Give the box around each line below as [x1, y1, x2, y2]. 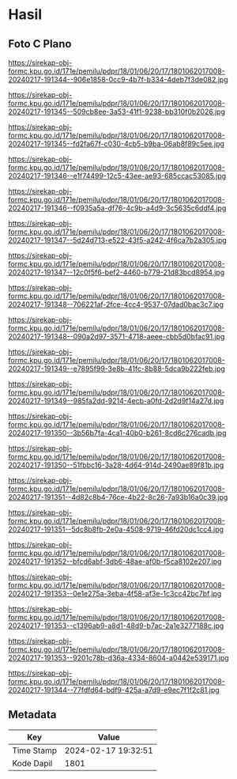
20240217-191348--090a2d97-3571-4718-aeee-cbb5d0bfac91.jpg [8, 332, 225, 341]
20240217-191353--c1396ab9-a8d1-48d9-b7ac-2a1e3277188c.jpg [8, 621, 224, 630]
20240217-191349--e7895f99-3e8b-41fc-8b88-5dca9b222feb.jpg [8, 364, 225, 373]
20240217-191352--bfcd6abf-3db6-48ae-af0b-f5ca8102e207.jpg [8, 557, 222, 566]
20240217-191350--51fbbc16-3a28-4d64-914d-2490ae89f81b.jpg [8, 460, 224, 470]
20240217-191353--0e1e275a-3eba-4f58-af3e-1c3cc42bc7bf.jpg [8, 589, 222, 598]
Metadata [8, 708, 57, 721]
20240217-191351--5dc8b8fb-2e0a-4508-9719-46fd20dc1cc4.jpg [8, 524, 224, 534]
